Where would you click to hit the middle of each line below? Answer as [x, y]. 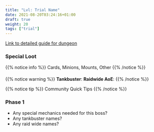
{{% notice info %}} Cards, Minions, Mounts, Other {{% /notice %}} [75, 68]
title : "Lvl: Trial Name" [32, 10]
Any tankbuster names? [37, 119]
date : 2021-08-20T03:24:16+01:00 [41, 15]
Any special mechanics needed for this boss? [60, 113]
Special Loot [21, 56]
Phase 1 [15, 102]
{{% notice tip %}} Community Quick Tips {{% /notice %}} [66, 89]
